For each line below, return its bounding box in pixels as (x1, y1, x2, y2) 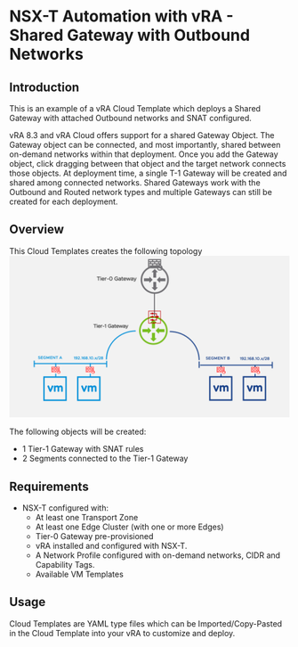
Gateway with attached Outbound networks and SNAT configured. (9, 113, 252, 123)
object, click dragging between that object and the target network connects (9, 159, 286, 168)
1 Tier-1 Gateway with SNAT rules (21, 444, 144, 455)
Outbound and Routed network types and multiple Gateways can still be (9, 187, 273, 197)
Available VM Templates (35, 569, 125, 580)
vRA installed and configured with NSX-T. (35, 541, 188, 552)
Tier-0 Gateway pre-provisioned (35, 531, 154, 542)
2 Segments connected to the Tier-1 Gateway (21, 453, 189, 464)
